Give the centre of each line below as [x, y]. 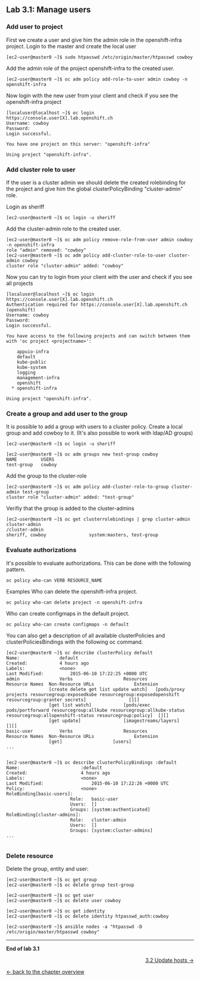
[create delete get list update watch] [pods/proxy [117, 689]
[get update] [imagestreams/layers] [114, 721]
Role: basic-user [94, 799]
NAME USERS [30, 460]
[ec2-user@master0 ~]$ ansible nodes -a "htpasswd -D [74, 927]
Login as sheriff [25, 207]
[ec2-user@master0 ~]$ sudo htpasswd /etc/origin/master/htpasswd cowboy [100, 57]
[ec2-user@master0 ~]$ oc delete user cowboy [63, 900]
